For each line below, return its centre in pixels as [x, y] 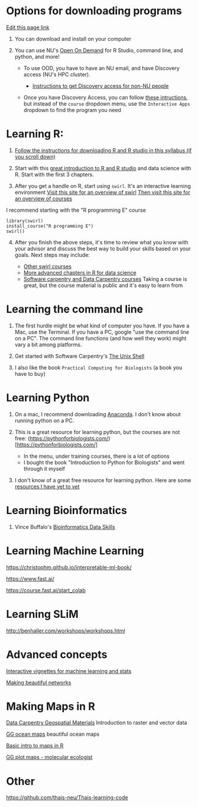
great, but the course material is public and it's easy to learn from [103, 285]
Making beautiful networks [39, 682]
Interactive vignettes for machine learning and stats [69, 671]
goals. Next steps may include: [52, 255]
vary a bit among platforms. [48, 345]
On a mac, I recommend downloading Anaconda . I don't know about [98, 414]
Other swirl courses [48, 266]
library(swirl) [25, 221]
